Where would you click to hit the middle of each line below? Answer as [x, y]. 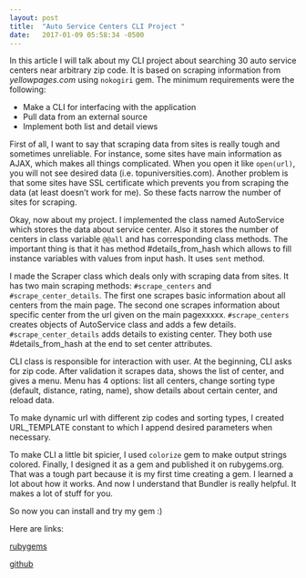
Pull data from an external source [85, 117]
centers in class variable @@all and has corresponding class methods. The [149, 239]
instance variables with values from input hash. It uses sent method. [138, 259]
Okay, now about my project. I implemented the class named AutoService [147, 220]
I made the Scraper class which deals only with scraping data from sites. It [149, 276]
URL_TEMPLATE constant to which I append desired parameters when [141, 428]
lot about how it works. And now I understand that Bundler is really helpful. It [153, 484]
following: [28, 90]
